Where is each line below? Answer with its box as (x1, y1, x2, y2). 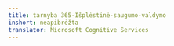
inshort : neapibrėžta (8, 19, 79, 27)
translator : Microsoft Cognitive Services (8, 26, 149, 34)
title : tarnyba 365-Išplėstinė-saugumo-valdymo (8, 11, 167, 19)
